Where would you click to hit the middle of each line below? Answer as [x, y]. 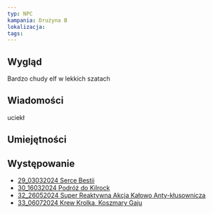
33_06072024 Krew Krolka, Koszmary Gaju [80, 203]
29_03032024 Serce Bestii [56, 180]
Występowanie [41, 163]
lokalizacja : [26, 27]
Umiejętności [37, 140]
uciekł [16, 117]
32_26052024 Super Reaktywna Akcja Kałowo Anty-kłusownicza [111, 195]
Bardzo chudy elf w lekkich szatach [59, 79]
